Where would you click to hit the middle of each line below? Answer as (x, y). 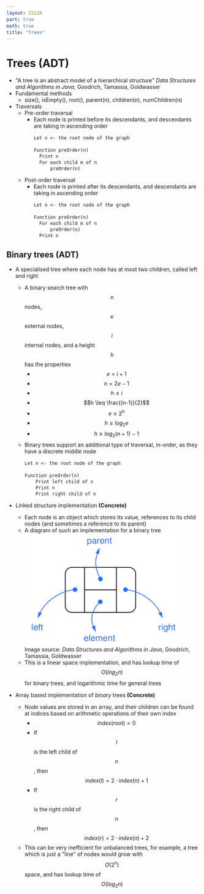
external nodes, (44, 326)
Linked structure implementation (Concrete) (71, 505)
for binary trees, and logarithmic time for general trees (93, 683)
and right (27, 276)
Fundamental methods (43, 94)
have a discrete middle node (60, 451)
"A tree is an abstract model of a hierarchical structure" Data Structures (105, 80)
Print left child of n (65, 482)
